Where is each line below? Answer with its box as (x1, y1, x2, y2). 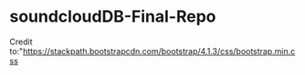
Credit (9, 36, 33, 47)
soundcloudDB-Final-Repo (9, 6, 216, 27)
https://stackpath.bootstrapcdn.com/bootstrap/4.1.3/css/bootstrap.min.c (22, 45, 296, 56)
